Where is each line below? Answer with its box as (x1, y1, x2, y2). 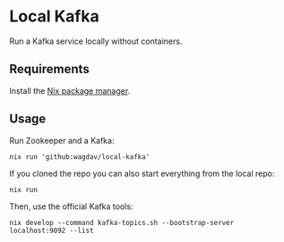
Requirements (9, 62, 90, 77)
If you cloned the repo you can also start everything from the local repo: (9, 168, 275, 179)
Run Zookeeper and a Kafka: (9, 135, 115, 146)
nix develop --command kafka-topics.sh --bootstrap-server (9, 218, 235, 227)
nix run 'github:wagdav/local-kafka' (9, 152, 151, 162)
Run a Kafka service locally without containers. (9, 36, 183, 46)
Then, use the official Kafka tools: (9, 201, 133, 212)
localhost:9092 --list (9, 226, 94, 235)
